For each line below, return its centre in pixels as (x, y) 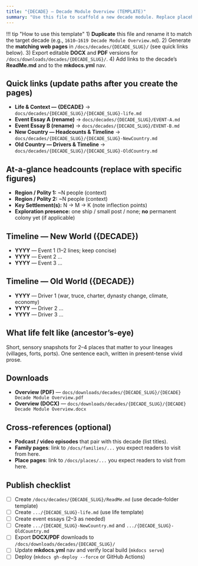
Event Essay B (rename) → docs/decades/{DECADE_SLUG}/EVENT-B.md (97, 126)
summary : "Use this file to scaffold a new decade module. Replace (91, 17)
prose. (14, 359)
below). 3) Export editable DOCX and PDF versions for (72, 52)
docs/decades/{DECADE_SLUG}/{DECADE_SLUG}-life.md (78, 114)
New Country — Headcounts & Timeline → (67, 132)
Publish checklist (38, 485)
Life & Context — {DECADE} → (52, 107)
